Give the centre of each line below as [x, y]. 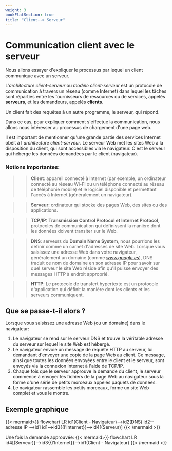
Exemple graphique [37, 409]
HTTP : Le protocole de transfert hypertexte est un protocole [94, 284]
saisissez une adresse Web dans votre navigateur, [84, 252]
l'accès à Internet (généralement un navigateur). [82, 195]
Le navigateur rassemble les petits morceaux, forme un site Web [81, 388]
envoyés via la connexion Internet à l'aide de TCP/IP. [68, 366]
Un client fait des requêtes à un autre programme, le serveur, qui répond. [82, 112]
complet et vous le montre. [41, 393]
